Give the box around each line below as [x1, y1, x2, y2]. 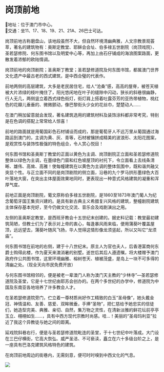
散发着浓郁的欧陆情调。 [5, 56, 52, 62]
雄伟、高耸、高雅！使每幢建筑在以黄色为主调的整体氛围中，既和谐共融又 [13, 163, 159, 169]
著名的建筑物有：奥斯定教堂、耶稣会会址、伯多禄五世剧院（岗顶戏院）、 [13, 44, 157, 50]
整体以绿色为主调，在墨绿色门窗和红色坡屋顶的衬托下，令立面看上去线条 [5, 157, 150, 163]
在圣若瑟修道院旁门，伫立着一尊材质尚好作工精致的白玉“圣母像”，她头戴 [5, 294, 150, 301]
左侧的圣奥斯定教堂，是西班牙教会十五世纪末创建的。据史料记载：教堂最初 [5, 215, 155, 220]
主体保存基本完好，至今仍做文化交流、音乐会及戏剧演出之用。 [5, 204, 129, 210]
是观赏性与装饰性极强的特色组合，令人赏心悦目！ [5, 140, 103, 147]
